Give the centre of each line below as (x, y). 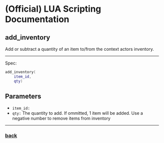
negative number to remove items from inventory (61, 119)
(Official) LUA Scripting (53, 9)
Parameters (23, 96)
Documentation (37, 19)
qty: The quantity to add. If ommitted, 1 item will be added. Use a (77, 113)
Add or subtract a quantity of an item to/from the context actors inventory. (80, 49)
